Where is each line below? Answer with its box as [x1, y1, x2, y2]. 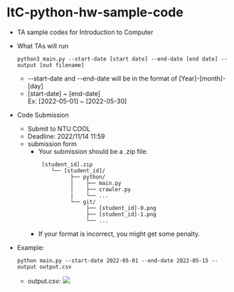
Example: [16, 243, 45, 251]
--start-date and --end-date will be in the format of [27, 74, 178, 83]
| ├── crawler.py [70, 186, 132, 193]
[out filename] [39, 61, 85, 68]
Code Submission [16, 110, 69, 119]
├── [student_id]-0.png [85, 204, 157, 212]
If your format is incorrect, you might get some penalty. [38, 229, 201, 238]
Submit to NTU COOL [27, 124, 90, 132]
